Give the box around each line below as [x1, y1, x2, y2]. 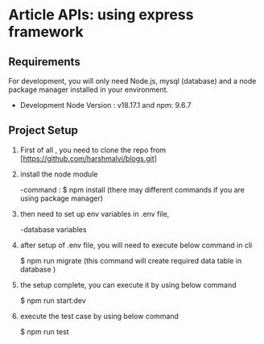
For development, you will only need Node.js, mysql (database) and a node [8, 77, 257, 85]
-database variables [19, 224, 87, 234]
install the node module [19, 169, 98, 179]
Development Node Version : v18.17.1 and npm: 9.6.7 [19, 101, 192, 110]
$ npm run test [19, 326, 70, 336]
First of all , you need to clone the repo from [19, 145, 167, 155]
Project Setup [8, 123, 79, 138]
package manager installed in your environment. [8, 85, 169, 94]
